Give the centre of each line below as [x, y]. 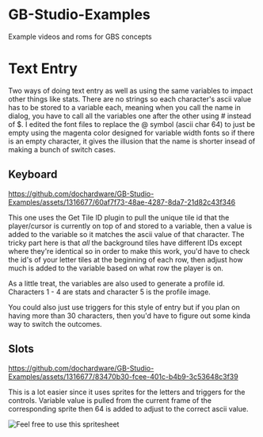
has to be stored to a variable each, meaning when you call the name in [125, 107]
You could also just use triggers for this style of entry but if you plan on [124, 307]
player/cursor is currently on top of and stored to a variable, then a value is [130, 226]
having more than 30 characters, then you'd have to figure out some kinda [130, 316]
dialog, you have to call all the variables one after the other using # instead [130, 116]
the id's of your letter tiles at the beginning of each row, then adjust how [126, 259]
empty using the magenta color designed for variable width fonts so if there [131, 132]
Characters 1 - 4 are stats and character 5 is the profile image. [110, 292]
